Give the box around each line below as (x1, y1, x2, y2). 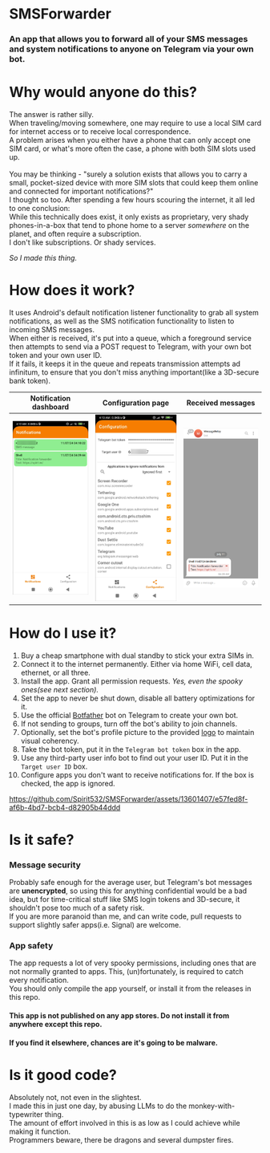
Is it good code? (9, 1066, 117, 1084)
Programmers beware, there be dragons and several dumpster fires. (9, 1135, 234, 1144)
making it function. (9, 1127, 71, 1136)
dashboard (31, 402, 70, 412)
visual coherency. (20, 736, 79, 745)
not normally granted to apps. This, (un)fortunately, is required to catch (9, 967, 244, 976)
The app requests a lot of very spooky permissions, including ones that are (9, 958, 257, 968)
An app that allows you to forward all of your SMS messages (9, 34, 248, 45)
